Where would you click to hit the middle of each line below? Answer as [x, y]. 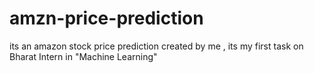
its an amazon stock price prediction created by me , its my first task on [156, 46]
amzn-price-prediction [106, 18]
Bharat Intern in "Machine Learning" [83, 56]
